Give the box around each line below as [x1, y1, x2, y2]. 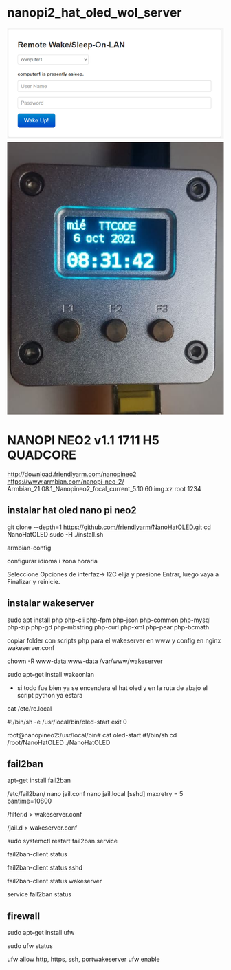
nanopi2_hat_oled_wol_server [7, 5, 182, 21]
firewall [7, 910, 40, 922]
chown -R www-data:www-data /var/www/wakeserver [7, 657, 163, 665]
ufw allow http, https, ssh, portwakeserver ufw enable [7, 955, 160, 964]
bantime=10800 [7, 797, 52, 806]
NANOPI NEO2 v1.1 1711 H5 [7, 433, 159, 449]
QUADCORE [7, 447, 77, 463]
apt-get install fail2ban [7, 776, 71, 785]
